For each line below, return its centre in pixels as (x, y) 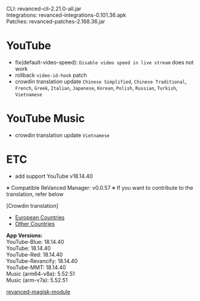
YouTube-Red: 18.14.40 (35, 254)
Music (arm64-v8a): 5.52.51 (41, 273)
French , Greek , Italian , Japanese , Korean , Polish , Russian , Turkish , (96, 88)
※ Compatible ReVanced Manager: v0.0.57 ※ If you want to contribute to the (100, 187)
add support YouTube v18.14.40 (54, 176)
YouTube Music (46, 119)
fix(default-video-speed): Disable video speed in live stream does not (104, 62)
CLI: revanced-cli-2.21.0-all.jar (44, 9)
